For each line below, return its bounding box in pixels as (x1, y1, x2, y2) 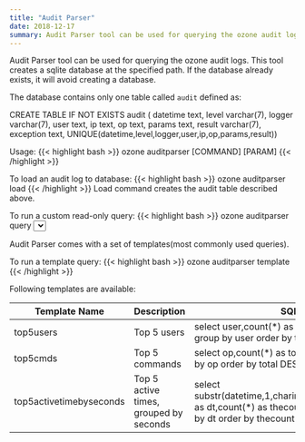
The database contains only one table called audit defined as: (9, 92, 242, 103)
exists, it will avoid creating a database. (9, 74, 156, 85)
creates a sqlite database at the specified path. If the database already (9, 64, 274, 75)
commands (133, 358, 182, 370)
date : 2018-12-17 (9, 22, 75, 31)
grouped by (133, 407, 183, 419)
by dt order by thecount (193, 412, 295, 425)
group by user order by (193, 332, 292, 345)
